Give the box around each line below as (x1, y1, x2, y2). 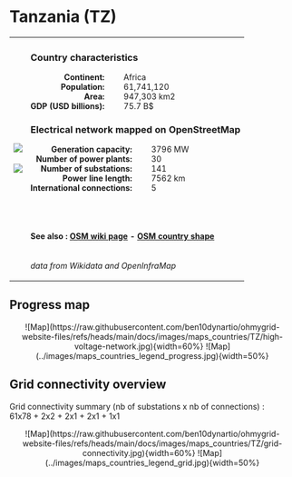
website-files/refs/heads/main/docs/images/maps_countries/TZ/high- (21, 331, 284, 342)
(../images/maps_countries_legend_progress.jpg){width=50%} (35, 350, 269, 361)
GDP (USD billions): (30, 100, 105, 111)
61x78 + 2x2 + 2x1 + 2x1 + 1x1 (9, 411, 121, 422)
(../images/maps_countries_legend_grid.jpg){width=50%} (44, 457, 260, 468)
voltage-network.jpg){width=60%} (73, 341, 204, 352)
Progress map (9, 297, 91, 313)
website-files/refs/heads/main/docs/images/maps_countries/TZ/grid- (22, 438, 283, 449)
